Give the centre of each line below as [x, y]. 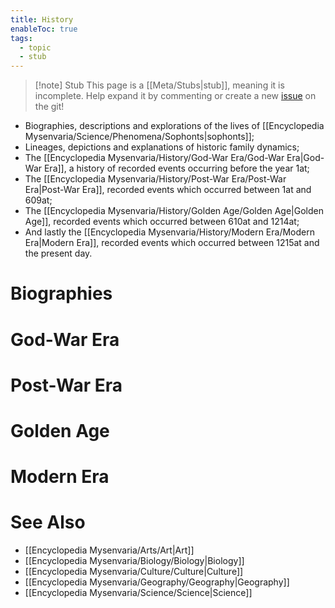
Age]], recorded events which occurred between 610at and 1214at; [162, 222]
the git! [49, 107]
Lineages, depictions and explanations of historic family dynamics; [162, 147]
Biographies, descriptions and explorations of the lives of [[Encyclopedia [174, 126]
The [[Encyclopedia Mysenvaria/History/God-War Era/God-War [154, 158]
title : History [42, 19]
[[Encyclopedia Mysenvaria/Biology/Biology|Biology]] [134, 560]
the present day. [58, 253]
